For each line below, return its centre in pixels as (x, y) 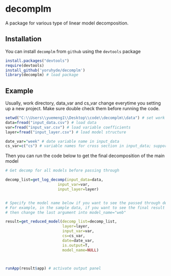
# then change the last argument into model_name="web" (66, 212)
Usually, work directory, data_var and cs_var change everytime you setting (83, 103)
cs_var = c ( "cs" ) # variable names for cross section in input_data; (78, 146)
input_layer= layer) (78, 189)
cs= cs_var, (74, 236)
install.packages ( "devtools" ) (37, 61)
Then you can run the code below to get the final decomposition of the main (85, 156)
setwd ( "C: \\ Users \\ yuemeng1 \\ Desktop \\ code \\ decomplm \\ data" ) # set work (85, 118)
